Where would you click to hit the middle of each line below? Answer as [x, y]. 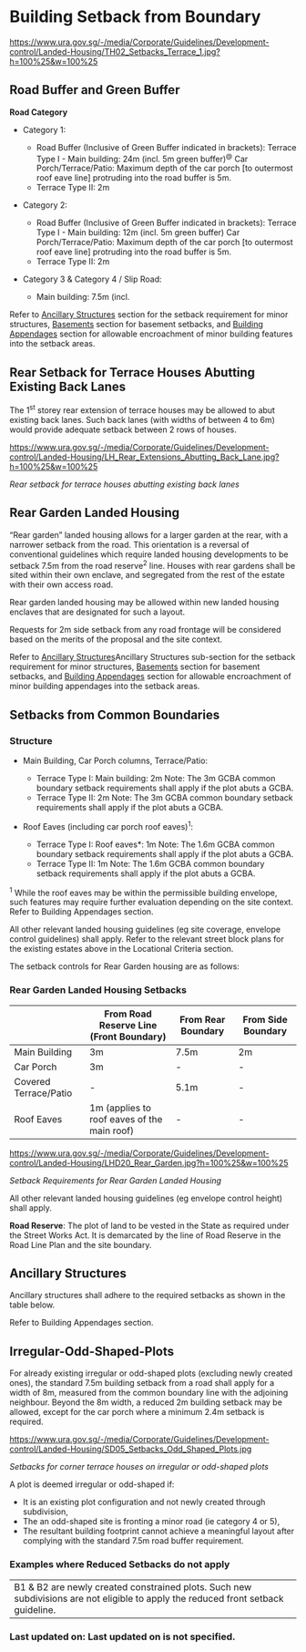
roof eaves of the [126, 1119]
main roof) [112, 1131]
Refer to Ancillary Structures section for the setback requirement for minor [149, 315]
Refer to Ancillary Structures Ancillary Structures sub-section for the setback [153, 657]
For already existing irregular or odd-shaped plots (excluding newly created [151, 1373]
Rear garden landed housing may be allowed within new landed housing [144, 603]
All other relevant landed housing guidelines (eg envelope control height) [146, 1198]
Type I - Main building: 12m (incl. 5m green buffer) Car [138, 232]
